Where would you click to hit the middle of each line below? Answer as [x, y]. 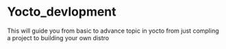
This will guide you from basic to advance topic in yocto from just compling [113, 31]
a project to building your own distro [58, 37]
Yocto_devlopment [62, 12]
